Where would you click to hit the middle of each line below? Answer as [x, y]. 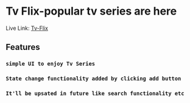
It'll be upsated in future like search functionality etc [95, 94]
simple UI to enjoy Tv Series [51, 64]
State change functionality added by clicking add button [93, 79]
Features [23, 47]
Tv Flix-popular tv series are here [91, 11]
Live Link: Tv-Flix [27, 28]
